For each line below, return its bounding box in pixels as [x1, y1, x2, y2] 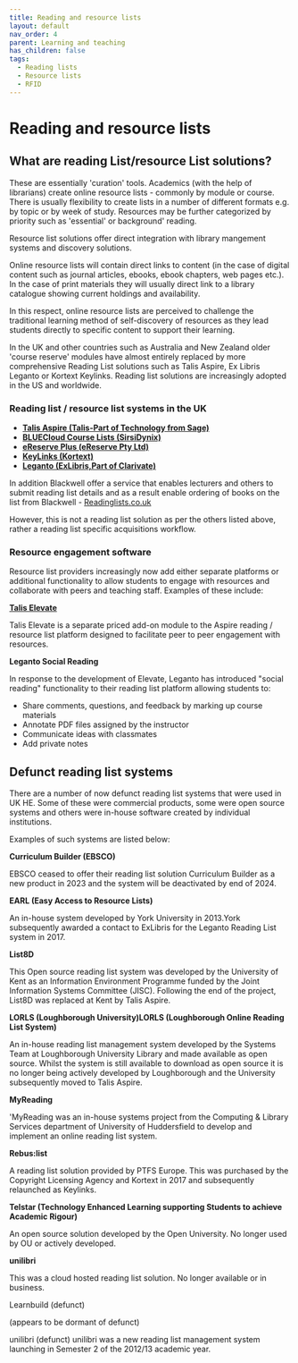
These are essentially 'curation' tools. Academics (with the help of [9, 177, 252, 188]
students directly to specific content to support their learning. [9, 324, 236, 335]
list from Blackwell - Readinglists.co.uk [9, 496, 152, 507]
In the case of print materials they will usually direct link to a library [9, 278, 255, 289]
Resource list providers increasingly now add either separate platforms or [9, 566, 279, 577]
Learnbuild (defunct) [9, 1300, 86, 1310]
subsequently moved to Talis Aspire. [9, 1077, 143, 1088]
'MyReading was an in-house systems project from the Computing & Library [9, 1112, 289, 1122]
